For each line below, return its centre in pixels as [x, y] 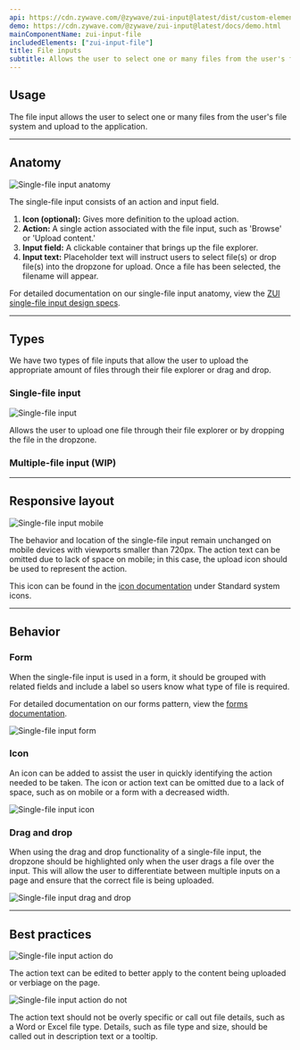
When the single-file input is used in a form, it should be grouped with [137, 676]
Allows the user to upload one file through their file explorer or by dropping [147, 430]
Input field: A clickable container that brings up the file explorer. [140, 248]
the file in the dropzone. [53, 440]
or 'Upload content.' [59, 238]
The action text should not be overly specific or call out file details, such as [147, 1017]
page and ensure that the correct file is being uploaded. [112, 880]
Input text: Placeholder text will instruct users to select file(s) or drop [149, 256]
